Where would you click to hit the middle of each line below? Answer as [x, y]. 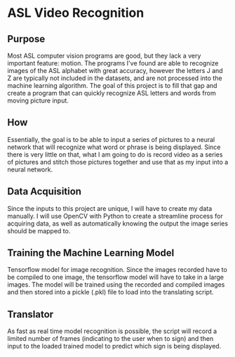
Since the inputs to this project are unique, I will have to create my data [110, 208]
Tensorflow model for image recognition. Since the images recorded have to [117, 270]
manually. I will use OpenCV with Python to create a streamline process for [115, 216]
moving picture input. [38, 100]
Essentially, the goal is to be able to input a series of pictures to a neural [111, 139]
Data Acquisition [45, 192]
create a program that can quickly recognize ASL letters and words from [112, 93]
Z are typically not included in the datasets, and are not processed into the [115, 78]
